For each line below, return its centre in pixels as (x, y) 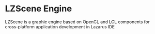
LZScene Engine (39, 9)
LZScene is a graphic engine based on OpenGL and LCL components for (77, 22)
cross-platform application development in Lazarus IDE (60, 26)
